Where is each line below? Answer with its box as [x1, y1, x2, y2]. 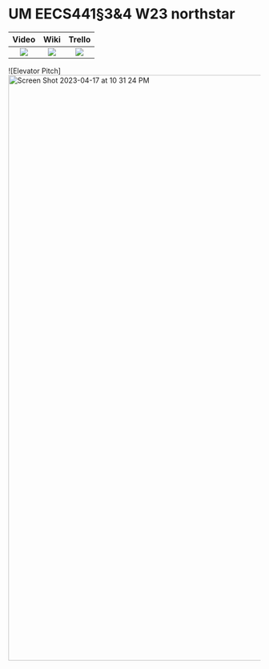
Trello [68, 34, 91, 45]
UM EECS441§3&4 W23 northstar [8, 5, 235, 23]
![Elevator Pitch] [8, 66, 62, 75]
